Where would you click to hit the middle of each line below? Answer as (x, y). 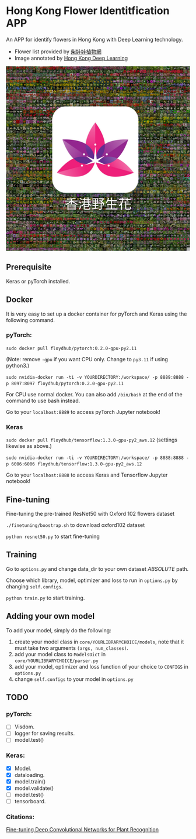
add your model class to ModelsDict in (60, 654)
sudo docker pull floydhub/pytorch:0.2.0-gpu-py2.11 (71, 348)
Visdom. (24, 727)
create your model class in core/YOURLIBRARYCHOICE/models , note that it (99, 642)
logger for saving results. (44, 734)
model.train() (30, 781)
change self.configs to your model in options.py (74, 679)
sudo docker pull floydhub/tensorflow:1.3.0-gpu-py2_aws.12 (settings (92, 440)
